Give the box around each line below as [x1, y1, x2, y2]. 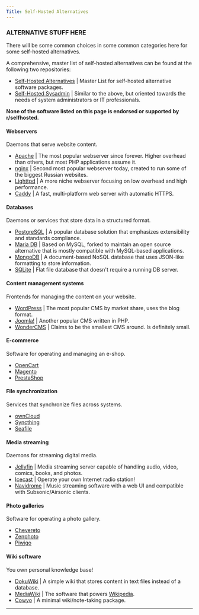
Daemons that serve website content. [6, 141, 98, 148]
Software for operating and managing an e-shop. [6, 350, 126, 357]
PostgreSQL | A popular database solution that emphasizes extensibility [14, 228, 190, 235]
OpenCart [14, 361, 39, 368]
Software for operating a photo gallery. [6, 515, 101, 522]
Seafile [14, 425, 33, 432]
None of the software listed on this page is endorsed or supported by [6, 107, 179, 114]
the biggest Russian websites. [14, 171, 88, 179]
